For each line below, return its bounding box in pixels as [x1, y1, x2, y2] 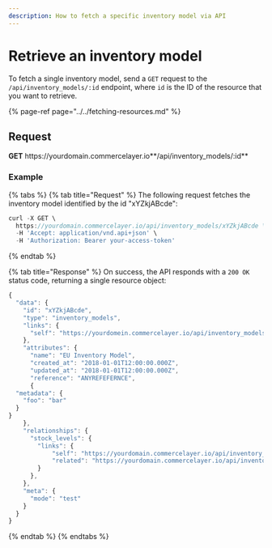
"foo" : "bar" [23, 397, 67, 405]
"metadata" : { [15, 389, 63, 397]
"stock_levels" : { [29, 434, 92, 442]
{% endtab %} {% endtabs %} [8, 532, 109, 542]
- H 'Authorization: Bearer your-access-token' [15, 236, 176, 245]
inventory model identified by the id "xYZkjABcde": [8, 198, 178, 208]
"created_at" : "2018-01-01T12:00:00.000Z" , [29, 359, 180, 367]
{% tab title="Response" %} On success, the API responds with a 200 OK [8, 267, 250, 277]
